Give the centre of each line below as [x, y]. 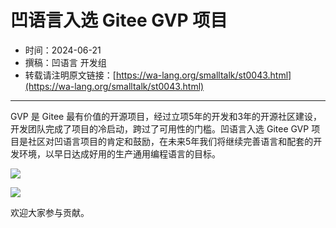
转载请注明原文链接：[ [70, 75]
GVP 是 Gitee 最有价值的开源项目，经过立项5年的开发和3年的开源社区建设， [166, 116]
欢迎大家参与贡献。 [50, 212]
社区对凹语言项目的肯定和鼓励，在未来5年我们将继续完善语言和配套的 [170, 141]
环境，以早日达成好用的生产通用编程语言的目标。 [119, 153]
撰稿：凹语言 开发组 [65, 62]
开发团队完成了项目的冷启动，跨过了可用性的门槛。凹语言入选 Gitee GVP [160, 128]
